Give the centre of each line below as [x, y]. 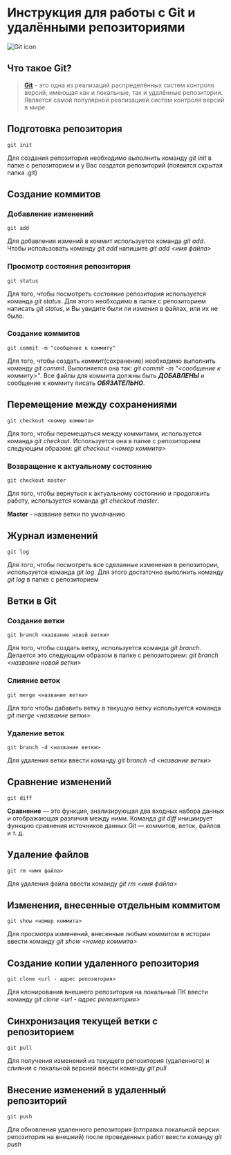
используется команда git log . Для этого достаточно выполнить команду [115, 572]
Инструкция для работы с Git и [101, 13]
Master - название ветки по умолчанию [66, 514]
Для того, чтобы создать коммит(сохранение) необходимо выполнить [111, 361]
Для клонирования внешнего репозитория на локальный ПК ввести [108, 992]
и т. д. [16, 833]
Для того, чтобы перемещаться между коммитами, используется [104, 433]
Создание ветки [36, 621]
